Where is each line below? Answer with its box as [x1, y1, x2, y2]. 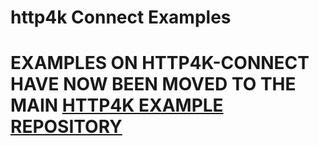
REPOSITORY [10, 116, 123, 138]
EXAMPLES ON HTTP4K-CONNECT [10, 52, 310, 75]
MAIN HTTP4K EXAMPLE [10, 94, 224, 117]
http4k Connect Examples [10, 6, 232, 29]
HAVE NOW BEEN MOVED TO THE [10, 73, 297, 96]
